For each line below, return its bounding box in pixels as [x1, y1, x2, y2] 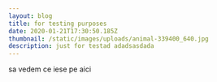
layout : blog [8, 11, 53, 20]
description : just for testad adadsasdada [8, 42, 154, 50]
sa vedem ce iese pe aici [8, 64, 92, 74]
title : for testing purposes [8, 19, 107, 28]
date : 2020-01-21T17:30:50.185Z [8, 27, 118, 35]
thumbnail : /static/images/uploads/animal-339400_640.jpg [8, 34, 209, 43]
